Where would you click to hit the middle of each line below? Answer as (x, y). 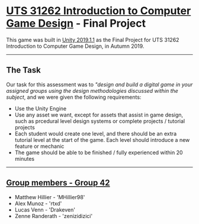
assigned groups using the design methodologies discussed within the (92, 90)
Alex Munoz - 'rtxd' (38, 203)
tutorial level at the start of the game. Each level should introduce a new (102, 139)
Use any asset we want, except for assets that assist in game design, (99, 115)
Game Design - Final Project (76, 23)
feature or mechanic (39, 146)
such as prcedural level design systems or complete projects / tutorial (100, 121)
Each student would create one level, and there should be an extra (95, 134)
